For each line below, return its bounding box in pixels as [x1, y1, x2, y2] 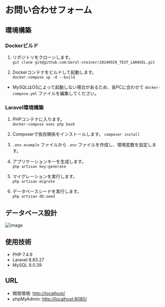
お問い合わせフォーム [5, 4, 92, 16]
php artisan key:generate [12, 164, 66, 169]
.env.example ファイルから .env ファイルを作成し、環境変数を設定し [12, 142, 153, 148]
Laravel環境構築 [5, 104, 44, 111]
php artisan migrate [12, 179, 55, 184]
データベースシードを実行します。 [12, 189, 82, 195]
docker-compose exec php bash [12, 122, 76, 127]
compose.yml [12, 91, 37, 96]
